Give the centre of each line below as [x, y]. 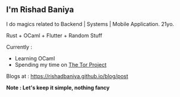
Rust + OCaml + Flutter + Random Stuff [54, 35]
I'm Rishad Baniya [40, 10]
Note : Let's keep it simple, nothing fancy [58, 88]
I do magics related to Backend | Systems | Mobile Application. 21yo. [90, 24]
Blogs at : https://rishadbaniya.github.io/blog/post [67, 76]
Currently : [19, 47]
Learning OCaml [35, 58]
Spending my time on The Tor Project [60, 64]
